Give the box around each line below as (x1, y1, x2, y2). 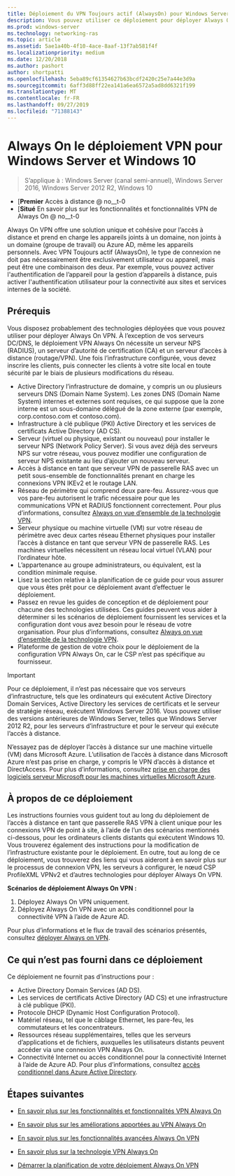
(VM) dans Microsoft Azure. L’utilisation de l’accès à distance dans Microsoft (7, 750, 228, 758)
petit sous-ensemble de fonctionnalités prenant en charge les (17, 471, 195, 479)
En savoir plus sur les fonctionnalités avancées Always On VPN (17, 1133, 199, 1142)
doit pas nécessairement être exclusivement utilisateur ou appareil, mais (7, 255, 215, 263)
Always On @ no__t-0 (17, 211, 80, 220)
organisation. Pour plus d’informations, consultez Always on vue (17, 627, 203, 636)
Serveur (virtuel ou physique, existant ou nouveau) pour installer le (17, 434, 210, 442)
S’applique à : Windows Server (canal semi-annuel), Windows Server (24, 176, 223, 184)
